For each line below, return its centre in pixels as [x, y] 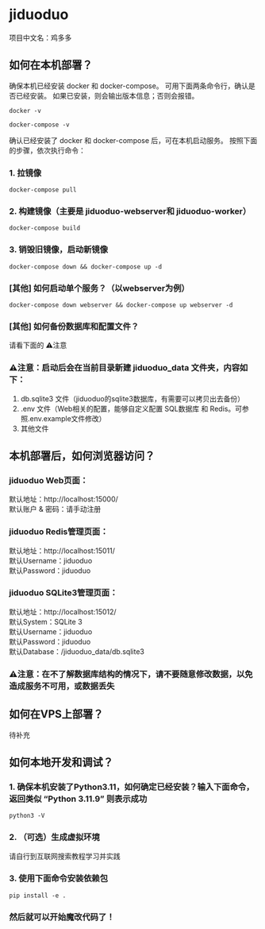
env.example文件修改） [68, 418]
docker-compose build [45, 228]
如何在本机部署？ [51, 65]
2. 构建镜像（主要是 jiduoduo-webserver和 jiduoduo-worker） [130, 211]
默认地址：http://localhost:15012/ [63, 612]
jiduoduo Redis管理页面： [59, 532]
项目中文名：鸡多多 [40, 37]
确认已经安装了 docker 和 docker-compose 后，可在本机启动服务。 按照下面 [133, 140]
